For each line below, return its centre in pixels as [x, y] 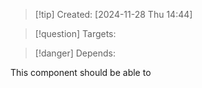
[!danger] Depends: [75, 53]
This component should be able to [81, 72]
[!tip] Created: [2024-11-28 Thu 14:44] [113, 14]
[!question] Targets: [75, 33]
